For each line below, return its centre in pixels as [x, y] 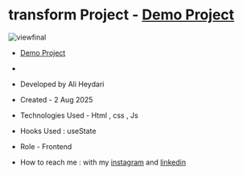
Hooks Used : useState [58, 131]
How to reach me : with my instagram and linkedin [103, 162]
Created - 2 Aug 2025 [56, 99]
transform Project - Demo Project [121, 15]
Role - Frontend [46, 146]
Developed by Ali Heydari [62, 84]
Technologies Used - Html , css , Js [79, 115]
